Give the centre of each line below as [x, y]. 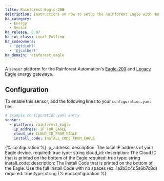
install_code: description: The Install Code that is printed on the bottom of [79, 163]
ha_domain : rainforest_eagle [35, 55]
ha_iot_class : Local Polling [35, 37]
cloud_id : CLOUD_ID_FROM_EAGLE [46, 134]
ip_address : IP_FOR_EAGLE [40, 129]
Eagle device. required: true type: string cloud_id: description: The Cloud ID [81, 153]
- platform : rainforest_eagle [40, 124]
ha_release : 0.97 [23, 32]
